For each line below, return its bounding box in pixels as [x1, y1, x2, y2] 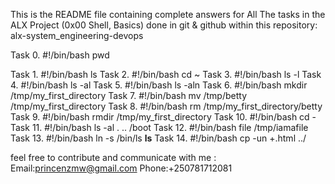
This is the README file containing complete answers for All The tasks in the [10, 9, 326, 20]
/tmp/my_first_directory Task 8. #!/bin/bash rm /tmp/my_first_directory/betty [10, 100, 323, 112]
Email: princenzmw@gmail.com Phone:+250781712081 [10, 162, 233, 174]
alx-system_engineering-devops [10, 30, 144, 41]
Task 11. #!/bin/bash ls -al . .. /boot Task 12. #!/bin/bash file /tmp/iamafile [10, 122, 309, 133]
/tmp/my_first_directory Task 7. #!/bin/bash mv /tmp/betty [10, 90, 248, 101]
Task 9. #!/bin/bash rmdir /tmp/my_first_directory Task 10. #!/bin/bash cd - [10, 111, 317, 123]
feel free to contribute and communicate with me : [10, 152, 217, 163]
